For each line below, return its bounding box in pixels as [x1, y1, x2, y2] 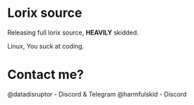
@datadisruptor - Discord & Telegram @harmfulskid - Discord [7, 89, 187, 98]
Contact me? [7, 67, 85, 82]
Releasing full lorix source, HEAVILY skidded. [7, 28, 139, 37]
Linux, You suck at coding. [7, 42, 85, 50]
